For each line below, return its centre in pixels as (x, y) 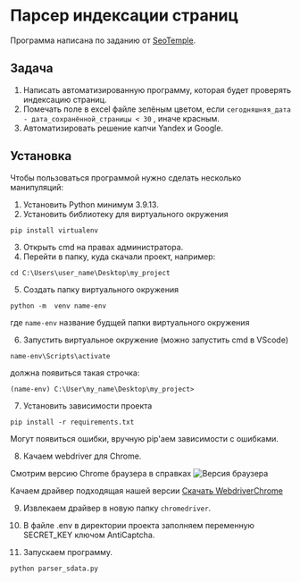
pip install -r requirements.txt (72, 422)
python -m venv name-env (58, 306)
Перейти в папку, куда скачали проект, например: (119, 257)
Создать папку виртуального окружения (101, 289)
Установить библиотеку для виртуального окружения (125, 214)
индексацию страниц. (65, 99)
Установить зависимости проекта (87, 405)
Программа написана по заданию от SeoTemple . (103, 40)
